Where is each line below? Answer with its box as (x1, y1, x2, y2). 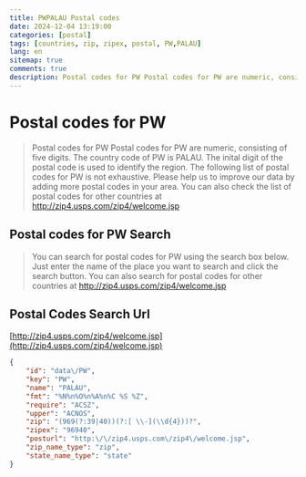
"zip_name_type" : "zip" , (25, 443, 120, 452)
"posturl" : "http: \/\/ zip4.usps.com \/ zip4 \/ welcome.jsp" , (25, 434, 250, 443)
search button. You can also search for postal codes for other (31, 270, 263, 281)
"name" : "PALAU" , (25, 383, 92, 392)
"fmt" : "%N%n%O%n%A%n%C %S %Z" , (25, 391, 148, 401)
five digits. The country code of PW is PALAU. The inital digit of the (31, 151, 284, 162)
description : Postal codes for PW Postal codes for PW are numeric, (9, 73, 275, 82)
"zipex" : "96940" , (25, 426, 96, 435)
